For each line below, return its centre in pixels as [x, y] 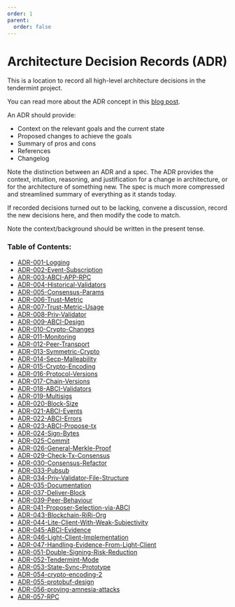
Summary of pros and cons [57, 143]
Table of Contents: [40, 247]
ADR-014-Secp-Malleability [57, 359]
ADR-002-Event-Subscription [60, 269]
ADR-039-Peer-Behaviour [55, 500]
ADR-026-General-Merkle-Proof [64, 448]
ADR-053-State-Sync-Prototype [64, 566]
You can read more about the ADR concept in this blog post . [94, 101]
